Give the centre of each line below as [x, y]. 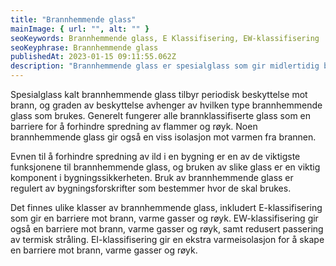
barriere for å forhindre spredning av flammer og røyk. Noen [134, 126]
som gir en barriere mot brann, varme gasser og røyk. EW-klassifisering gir [164, 218]
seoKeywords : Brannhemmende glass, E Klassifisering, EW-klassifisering [165, 38]
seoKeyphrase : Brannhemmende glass [84, 47]
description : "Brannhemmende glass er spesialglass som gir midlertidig [165, 66]
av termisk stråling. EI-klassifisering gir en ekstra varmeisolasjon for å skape [167, 239]
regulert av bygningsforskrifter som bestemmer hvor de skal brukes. [151, 188]
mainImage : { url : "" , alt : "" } [80, 29]
